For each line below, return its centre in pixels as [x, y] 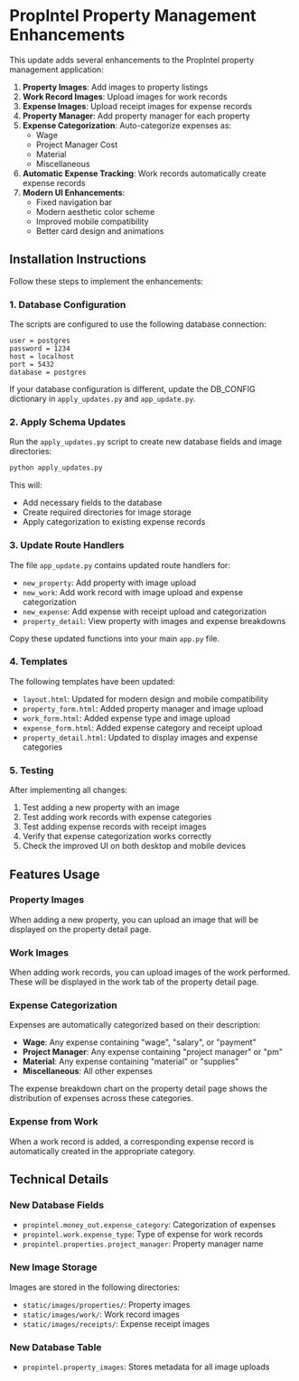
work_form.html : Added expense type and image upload [126, 718]
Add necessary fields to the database [92, 503]
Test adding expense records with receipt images [114, 826]
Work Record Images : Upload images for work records [125, 97]
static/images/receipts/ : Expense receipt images [116, 1323]
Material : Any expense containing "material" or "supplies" [131, 1061]
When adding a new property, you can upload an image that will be [134, 919]
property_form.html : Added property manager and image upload [143, 708]
